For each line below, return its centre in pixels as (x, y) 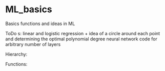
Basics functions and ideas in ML (40, 23)
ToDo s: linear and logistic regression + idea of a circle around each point (83, 33)
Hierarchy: (16, 54)
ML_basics (29, 9)
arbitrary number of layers (33, 44)
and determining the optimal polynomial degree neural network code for (81, 39)
